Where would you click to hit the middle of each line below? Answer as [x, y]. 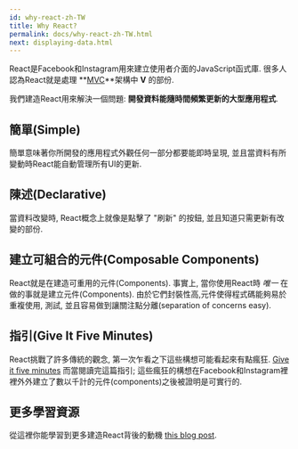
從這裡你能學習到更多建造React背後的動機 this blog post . [113, 435]
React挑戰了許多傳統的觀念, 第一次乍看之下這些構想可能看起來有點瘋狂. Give [149, 359]
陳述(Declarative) [58, 195]
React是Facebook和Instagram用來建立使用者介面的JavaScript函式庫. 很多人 [148, 69]
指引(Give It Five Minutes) [81, 336]
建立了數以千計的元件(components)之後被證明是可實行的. [137, 381]
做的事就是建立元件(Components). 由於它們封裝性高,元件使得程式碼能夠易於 [148, 294]
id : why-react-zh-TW [48, 17]
